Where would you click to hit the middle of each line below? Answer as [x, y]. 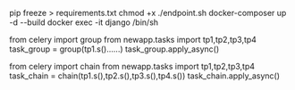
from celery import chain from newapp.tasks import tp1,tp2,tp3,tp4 [132, 66]
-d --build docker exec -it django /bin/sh [84, 22]
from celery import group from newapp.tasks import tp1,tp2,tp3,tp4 [133, 40]
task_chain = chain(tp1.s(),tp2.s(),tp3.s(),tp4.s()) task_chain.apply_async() [144, 76]
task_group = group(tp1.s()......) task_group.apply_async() [114, 49]
